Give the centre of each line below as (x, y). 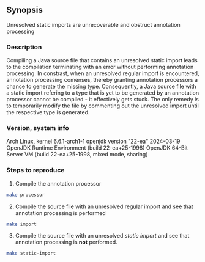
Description (24, 47)
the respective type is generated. (48, 112)
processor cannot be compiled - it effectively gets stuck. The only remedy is (102, 100)
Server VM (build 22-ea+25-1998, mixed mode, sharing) (77, 155)
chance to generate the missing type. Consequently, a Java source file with (102, 86)
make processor (26, 195)
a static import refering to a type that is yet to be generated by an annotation (103, 93)
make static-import (31, 253)
